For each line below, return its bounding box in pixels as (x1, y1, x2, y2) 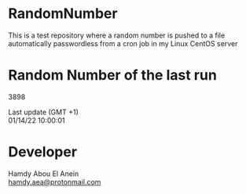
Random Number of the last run (8, 66, 218, 84)
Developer (8, 143, 77, 161)
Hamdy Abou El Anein (8, 169, 79, 178)
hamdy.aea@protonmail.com (8, 177, 101, 186)
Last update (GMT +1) (8, 107, 79, 117)
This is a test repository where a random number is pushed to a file (8, 31, 226, 40)
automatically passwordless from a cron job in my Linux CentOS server (8, 38, 238, 48)
